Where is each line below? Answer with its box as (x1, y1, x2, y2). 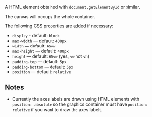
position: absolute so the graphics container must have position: (12, 101, 148, 107)
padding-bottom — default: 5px (12, 64, 74, 70)
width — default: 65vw (12, 43, 56, 48)
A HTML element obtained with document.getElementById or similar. (5, 4, 141, 10)
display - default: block (12, 33, 60, 38)
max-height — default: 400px (12, 48, 69, 54)
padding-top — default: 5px (12, 59, 67, 64)
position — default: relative (12, 69, 71, 75)
